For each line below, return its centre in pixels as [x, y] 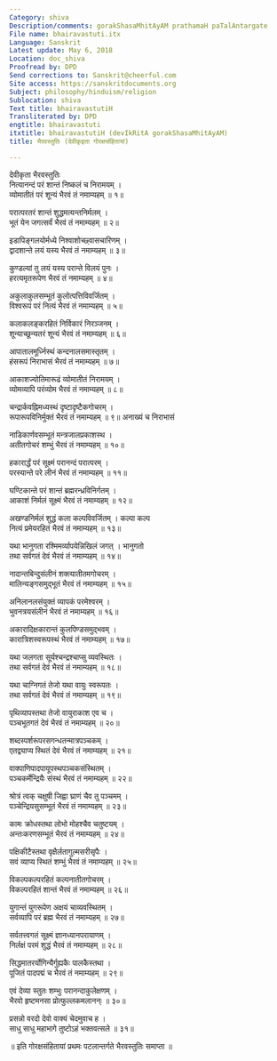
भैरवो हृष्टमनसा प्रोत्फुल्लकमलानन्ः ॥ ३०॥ [67, 1001]
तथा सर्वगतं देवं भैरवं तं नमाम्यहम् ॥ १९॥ [65, 695]
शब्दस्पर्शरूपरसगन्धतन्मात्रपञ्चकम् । [59, 740]
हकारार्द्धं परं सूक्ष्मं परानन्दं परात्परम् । [59, 462]
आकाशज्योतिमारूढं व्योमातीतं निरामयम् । [65, 379]
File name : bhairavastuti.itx [65, 34]
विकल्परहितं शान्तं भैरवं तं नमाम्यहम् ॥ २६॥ [69, 889]
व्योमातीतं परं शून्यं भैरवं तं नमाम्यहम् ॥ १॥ [67, 194]
